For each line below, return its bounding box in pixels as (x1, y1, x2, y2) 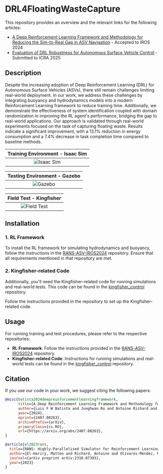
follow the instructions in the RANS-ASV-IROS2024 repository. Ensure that (5, 250, 154, 256)
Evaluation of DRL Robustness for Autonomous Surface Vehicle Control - (12, 50, 158, 55)
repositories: (5, 336, 31, 342)
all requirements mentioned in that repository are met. (5, 255, 113, 261)
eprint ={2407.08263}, (17, 415, 62, 420)
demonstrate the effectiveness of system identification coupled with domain (5, 108, 158, 113)
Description (5, 69, 41, 77)
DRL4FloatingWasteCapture (5, 3, 120, 15)
